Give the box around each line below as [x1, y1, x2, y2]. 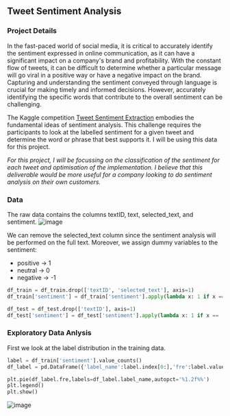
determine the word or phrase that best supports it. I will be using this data [7, 135, 218, 143]
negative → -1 [16, 273, 56, 281]
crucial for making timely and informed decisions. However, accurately [7, 85, 206, 93]
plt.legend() [7, 382, 44, 389]
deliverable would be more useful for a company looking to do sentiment [7, 170, 212, 178]
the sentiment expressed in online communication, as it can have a [7, 49, 195, 57]
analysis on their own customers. [7, 178, 101, 186]
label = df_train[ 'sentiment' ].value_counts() [7, 357, 142, 364]
